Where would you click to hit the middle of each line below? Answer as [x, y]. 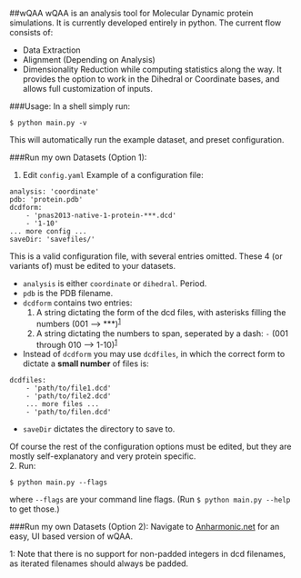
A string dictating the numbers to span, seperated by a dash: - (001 [162, 333]
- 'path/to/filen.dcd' [69, 413]
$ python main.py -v [49, 123]
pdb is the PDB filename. [68, 293]
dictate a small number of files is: [86, 364]
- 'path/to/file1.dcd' [69, 389]
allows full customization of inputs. [87, 89]
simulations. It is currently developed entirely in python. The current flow [145, 23]
